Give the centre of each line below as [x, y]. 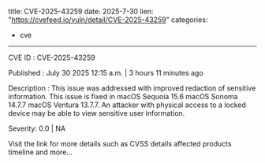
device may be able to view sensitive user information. [97, 113]
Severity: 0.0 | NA [37, 128]
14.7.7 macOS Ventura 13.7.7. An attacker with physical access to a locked [127, 105]
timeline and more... [41, 152]
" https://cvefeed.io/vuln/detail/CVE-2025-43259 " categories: [108, 20]
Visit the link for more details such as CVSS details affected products [120, 144]
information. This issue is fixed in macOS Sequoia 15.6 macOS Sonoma [123, 96]
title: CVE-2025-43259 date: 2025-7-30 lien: [81, 11]
